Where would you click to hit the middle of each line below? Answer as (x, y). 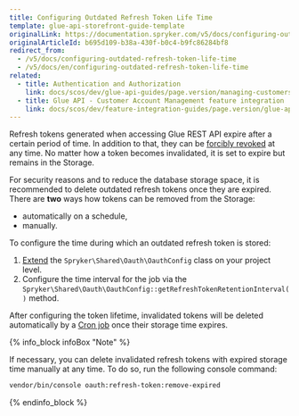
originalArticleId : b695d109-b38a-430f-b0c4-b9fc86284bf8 (119, 42)
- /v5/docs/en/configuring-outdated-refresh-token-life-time (133, 68)
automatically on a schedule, (75, 216)
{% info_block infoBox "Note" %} (70, 342)
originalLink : (36, 34)
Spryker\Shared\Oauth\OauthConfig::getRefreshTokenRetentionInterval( (156, 290)
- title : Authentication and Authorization (99, 84)
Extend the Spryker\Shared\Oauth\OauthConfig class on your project (146, 261)
